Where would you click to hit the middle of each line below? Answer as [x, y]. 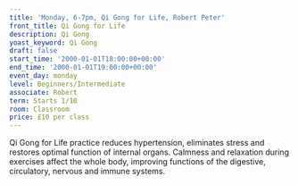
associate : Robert [43, 92]
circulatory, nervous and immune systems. [87, 172]
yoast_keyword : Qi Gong [54, 42]
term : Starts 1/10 [43, 101]
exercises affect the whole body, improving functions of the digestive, [137, 162]
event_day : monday [43, 76]
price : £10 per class [50, 117]
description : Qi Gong [50, 34]
